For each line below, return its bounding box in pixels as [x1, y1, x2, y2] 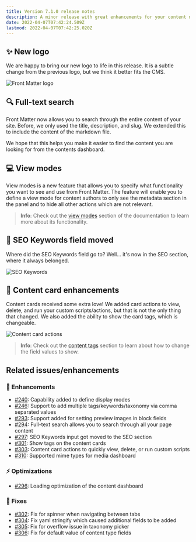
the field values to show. [20, 348, 79, 355]
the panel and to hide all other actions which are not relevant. [6, 200, 153, 208]
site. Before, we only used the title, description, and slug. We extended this [6, 122, 186, 129]
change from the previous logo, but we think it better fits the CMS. [6, 68, 165, 76]
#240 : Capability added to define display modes [14, 396, 131, 403]
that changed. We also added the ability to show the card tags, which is [6, 313, 178, 320]
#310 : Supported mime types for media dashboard [14, 452, 136, 459]
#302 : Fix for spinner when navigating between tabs [14, 510, 141, 517]
